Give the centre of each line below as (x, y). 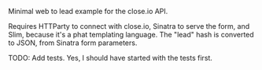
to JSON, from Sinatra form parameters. (73, 43)
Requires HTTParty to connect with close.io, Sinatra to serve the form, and (129, 26)
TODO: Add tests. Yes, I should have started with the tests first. (110, 58)
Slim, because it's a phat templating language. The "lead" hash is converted (131, 35)
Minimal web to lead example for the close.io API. (88, 11)
